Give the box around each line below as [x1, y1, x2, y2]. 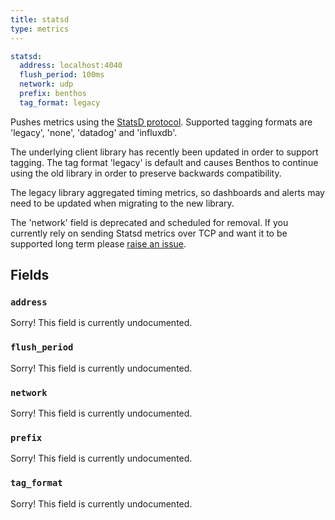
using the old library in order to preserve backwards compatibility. [10, 167, 282, 179]
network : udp [19, 79, 74, 90]
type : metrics [10, 24, 70, 34]
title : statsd [10, 14, 70, 25]
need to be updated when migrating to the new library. [10, 197, 235, 209]
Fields [10, 267, 50, 284]
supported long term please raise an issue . [10, 237, 187, 250]
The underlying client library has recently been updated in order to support [10, 146, 319, 158]
